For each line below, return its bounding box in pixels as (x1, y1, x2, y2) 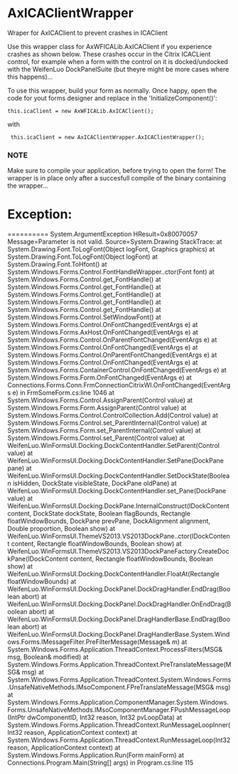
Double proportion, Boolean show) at (7, 525, 116, 533)
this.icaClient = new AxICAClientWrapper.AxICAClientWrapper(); (10, 134, 205, 141)
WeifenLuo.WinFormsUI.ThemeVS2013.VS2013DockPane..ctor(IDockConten (7, 532, 230, 541)
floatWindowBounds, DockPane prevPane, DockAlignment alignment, (7, 517, 211, 525)
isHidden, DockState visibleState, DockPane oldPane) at (13, 479, 178, 488)
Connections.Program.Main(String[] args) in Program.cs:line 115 (7, 758, 194, 767)
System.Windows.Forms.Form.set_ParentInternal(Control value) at (7, 426, 201, 435)
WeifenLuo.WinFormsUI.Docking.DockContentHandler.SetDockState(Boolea (7, 471, 230, 480)
